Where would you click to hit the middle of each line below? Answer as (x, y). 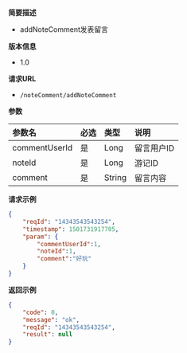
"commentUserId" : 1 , (69, 244)
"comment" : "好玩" (64, 259)
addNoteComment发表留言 (64, 29)
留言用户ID (154, 148)
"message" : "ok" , (51, 320)
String (115, 177)
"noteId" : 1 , (57, 251)
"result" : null (48, 335)
